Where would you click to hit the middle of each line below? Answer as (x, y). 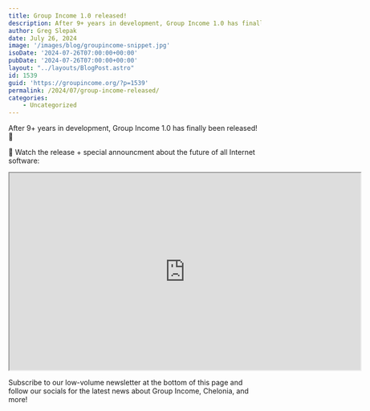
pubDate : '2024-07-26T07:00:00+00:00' (73, 61)
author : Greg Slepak (43, 31)
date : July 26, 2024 (43, 38)
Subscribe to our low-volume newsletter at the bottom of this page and (126, 383)
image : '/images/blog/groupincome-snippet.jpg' (89, 46)
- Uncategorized (50, 105)
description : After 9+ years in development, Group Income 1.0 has (124, 23)
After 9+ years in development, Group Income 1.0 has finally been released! (133, 128)
